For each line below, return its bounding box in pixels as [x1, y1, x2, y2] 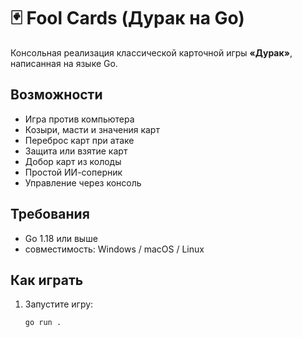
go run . [24, 318, 62, 328]
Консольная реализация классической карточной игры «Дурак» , [10, 46, 293, 59]
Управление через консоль [24, 176, 142, 189]
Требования [10, 206, 90, 223]
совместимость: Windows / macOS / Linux [24, 243, 205, 255]
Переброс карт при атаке [24, 134, 135, 146]
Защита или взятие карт [24, 145, 128, 157]
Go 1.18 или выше [24, 232, 98, 244]
